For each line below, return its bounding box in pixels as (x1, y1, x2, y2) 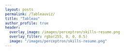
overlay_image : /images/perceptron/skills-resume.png (9, 30, 120, 34)
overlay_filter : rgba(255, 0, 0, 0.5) (9, 34, 88, 39)
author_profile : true (5, 20, 49, 26)
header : (5, 25, 21, 30)
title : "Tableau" (5, 16, 40, 21)
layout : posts (5, 7, 34, 12)
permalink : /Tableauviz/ (5, 12, 55, 17)
